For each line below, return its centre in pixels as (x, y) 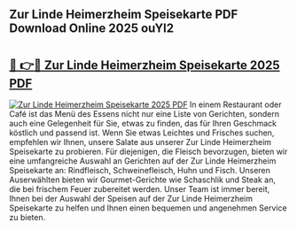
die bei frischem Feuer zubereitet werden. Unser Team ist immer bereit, (140, 189)
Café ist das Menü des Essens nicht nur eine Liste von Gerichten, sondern (144, 114)
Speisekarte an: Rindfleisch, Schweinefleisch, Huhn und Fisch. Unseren (140, 170)
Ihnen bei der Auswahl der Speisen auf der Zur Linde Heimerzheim (131, 199)
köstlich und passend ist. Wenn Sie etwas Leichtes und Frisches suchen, (142, 133)
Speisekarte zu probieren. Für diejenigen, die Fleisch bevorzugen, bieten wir (148, 151)
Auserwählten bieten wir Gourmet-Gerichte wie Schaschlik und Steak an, (143, 180)
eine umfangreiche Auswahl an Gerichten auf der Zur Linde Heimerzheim (143, 161)
